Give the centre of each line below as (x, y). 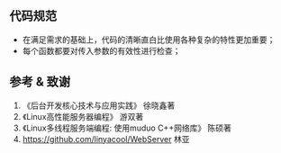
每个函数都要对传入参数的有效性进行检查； (101, 50)
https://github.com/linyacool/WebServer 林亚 (106, 139)
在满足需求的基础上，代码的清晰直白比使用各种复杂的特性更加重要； (149, 40)
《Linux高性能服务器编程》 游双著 (83, 116)
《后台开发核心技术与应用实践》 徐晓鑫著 (99, 105)
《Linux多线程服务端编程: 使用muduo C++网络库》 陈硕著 (127, 128)
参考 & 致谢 (40, 82)
